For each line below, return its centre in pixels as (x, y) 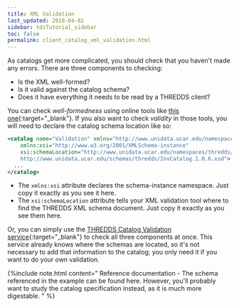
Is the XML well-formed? (54, 82)
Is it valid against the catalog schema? (74, 90)
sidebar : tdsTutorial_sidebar (52, 27)
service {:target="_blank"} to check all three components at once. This (110, 237)
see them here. (40, 216)
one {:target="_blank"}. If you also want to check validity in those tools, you (117, 119)
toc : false (23, 34)
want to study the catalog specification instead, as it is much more (105, 289)
